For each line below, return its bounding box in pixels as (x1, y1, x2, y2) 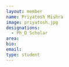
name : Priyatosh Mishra (6, 14, 64, 20)
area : (6, 36, 19, 41)
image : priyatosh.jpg (6, 19, 59, 25)
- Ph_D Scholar (11, 30, 48, 36)
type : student (6, 52, 41, 58)
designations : (6, 24, 41, 31)
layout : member (6, 8, 43, 15)
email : (6, 47, 22, 52)
